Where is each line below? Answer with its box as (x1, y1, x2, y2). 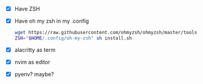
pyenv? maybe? (14, 71, 54, 78)
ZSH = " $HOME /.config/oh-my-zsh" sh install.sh (14, 35, 132, 41)
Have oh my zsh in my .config (14, 18, 89, 25)
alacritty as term (14, 46, 56, 54)
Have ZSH (14, 5, 40, 12)
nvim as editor (14, 58, 50, 66)
